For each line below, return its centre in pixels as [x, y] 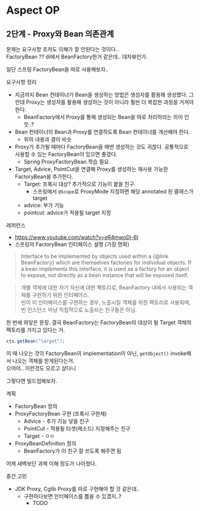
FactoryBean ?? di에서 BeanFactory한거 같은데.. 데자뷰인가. [77, 57]
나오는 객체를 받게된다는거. [43, 360]
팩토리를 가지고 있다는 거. [36, 330]
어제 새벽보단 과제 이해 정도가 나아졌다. [51, 463]
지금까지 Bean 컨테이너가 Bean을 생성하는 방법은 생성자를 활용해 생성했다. [101, 95]
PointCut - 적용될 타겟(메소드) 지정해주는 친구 [77, 428]
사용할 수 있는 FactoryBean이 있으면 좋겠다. [66, 154]
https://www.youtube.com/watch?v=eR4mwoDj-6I [76, 237]
